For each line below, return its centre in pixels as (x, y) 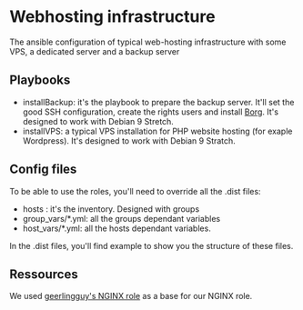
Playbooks (40, 80)
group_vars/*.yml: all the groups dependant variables (121, 218)
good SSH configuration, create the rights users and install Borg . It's (151, 112)
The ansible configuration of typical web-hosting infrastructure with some (148, 42)
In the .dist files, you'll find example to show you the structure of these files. (151, 245)
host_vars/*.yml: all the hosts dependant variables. (116, 228)
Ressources (44, 274)
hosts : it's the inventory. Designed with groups (111, 209)
